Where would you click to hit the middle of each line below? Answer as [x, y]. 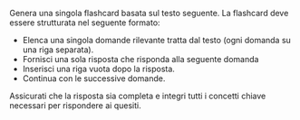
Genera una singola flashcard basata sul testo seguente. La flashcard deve [149, 13]
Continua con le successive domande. [94, 78]
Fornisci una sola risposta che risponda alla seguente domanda [140, 59]
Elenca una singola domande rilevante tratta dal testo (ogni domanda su [157, 40]
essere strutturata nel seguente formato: [85, 23]
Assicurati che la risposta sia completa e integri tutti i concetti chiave [138, 96]
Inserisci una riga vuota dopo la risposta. [98, 69]
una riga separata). [58, 50]
